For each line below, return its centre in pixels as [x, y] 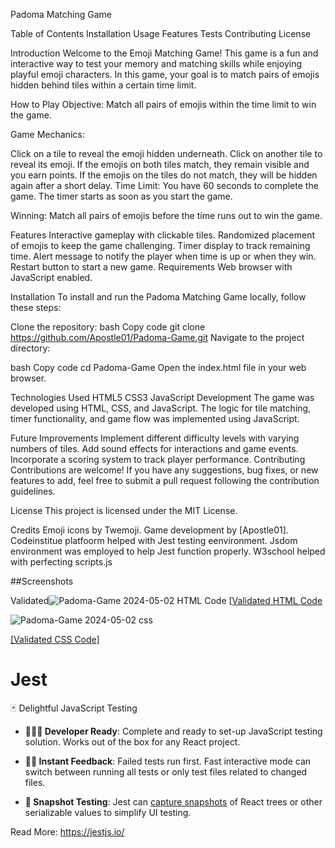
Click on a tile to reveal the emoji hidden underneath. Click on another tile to [166, 153]
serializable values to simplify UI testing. [108, 812]
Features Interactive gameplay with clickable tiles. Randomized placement [163, 235]
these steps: [36, 307]
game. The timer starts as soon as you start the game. [121, 196]
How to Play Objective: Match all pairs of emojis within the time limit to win [163, 104]
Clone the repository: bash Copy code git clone [108, 327]
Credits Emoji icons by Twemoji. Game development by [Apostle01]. [149, 530]
